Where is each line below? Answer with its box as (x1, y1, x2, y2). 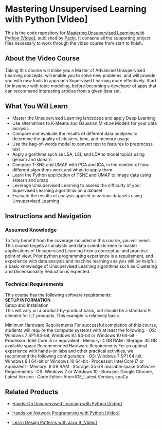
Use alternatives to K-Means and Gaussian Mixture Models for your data (12, 120, 157, 126)
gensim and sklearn (12, 156, 52, 162)
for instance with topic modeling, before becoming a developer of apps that (5, 83, 157, 89)
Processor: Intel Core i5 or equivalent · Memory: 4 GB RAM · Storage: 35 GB (5, 337, 157, 343)
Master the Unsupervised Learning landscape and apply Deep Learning (12, 115, 156, 121)
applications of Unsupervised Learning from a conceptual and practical (5, 248, 148, 254)
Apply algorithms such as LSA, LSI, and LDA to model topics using (12, 151, 145, 157)
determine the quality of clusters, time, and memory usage (12, 135, 130, 142)
